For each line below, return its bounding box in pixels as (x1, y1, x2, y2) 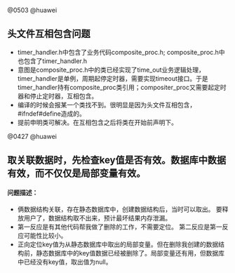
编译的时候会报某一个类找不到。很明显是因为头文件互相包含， (17, 100, 196, 109)
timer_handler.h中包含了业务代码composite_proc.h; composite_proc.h (17, 48, 220, 56)
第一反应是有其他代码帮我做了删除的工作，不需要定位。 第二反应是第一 (17, 222, 222, 231)
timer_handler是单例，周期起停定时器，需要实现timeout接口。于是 (17, 74, 208, 83)
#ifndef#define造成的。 (17, 109, 86, 118)
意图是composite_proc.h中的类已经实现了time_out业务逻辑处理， (17, 65, 206, 74)
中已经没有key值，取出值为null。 (17, 258, 112, 266)
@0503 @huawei (7, 6, 58, 14)
